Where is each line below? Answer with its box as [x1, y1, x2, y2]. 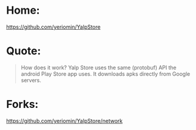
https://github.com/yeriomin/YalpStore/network [6, 117, 123, 124]
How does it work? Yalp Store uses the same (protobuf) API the [20, 64, 177, 71]
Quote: [6, 44, 41, 58]
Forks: [6, 98, 39, 111]
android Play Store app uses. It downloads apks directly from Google [20, 70, 190, 78]
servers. [20, 76, 42, 83]
